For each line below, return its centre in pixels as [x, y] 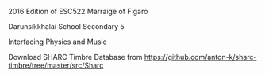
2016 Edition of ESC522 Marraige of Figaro [78, 11]
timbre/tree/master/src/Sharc [56, 65]
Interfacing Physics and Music [58, 42]
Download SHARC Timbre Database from [75, 57]
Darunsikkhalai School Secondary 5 [66, 26]
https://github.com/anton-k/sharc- [200, 57]
